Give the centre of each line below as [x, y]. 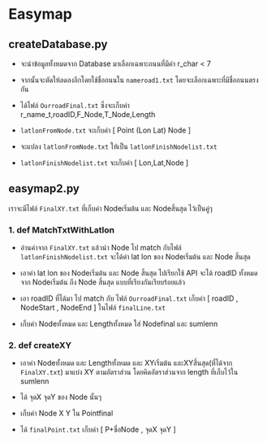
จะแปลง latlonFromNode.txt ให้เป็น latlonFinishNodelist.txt [118, 146]
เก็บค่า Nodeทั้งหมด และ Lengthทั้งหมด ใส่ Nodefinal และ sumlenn [119, 324]
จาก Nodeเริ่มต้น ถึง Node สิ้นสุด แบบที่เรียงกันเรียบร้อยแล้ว [103, 282]
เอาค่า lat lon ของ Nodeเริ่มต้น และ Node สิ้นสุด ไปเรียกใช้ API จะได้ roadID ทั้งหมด [139, 273]
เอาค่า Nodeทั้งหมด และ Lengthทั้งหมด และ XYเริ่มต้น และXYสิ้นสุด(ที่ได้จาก [126, 363]
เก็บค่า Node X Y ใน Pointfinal [67, 413]
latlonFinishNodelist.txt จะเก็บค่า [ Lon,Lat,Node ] [104, 163]
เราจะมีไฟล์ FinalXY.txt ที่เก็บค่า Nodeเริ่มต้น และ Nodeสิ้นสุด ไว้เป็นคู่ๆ [110, 208]
